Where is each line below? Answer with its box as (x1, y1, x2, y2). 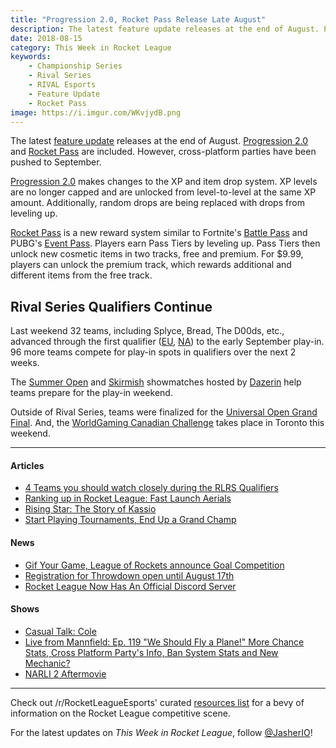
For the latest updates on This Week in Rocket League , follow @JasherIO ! (10, 726, 313, 738)
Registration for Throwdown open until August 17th (24, 569, 235, 581)
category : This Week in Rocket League (10, 42, 172, 53)
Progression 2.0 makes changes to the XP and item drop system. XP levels (10, 176, 318, 188)
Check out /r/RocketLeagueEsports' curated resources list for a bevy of (10, 696, 305, 708)
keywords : (10, 52, 52, 62)
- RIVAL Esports (28, 80, 97, 90)
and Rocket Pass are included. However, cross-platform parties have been (10, 146, 317, 158)
